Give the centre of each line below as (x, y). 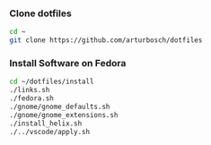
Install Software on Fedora (68, 63)
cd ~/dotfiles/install (52, 82)
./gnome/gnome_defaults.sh (60, 107)
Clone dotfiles (40, 13)
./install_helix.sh (46, 124)
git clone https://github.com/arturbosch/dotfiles (106, 40)
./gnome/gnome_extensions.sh (64, 115)
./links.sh (30, 90)
